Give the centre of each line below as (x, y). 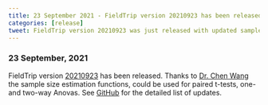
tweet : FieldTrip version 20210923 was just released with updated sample (135, 30)
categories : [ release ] (46, 23)
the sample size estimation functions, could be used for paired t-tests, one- (132, 84)
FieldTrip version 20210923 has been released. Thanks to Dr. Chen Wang (128, 76)
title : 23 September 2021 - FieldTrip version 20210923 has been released (135, 16)
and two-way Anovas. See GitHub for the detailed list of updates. (115, 92)
